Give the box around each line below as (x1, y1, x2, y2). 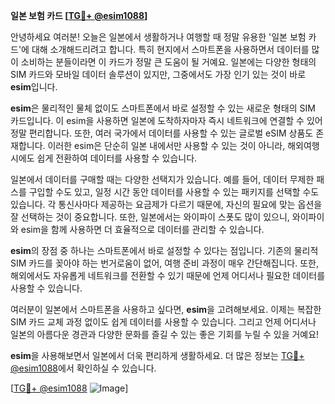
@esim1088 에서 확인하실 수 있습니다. (10, 362, 157, 374)
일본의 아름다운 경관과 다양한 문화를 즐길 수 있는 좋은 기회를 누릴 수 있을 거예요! (10, 329, 320, 340)
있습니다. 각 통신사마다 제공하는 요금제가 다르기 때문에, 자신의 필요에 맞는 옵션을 (10, 199, 323, 210)
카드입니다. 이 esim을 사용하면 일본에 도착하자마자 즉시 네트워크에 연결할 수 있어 (10, 115, 323, 126)
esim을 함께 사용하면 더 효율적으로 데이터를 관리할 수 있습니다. (20, 224, 265, 235)
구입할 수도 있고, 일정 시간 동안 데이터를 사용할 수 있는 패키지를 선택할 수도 (28, 186, 320, 198)
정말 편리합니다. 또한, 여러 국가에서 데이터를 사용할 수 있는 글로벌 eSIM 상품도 (10, 127, 314, 139)
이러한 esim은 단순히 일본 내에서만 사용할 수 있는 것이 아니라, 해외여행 (47, 140, 320, 151)
